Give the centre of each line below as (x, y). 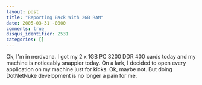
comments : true (25, 28)
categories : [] (25, 40)
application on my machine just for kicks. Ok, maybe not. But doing (90, 69)
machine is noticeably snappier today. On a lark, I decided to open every (96, 63)
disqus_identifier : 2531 (37, 34)
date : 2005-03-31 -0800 (36, 23)
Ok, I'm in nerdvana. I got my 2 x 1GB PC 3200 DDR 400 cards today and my (101, 57)
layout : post (23, 12)
